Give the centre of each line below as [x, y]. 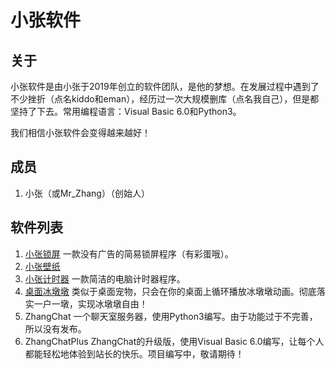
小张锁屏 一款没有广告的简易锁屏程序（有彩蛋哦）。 [129, 253]
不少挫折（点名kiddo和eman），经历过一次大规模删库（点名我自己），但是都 [165, 99]
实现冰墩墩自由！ [112, 303]
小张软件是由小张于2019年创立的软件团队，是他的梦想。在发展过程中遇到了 [165, 86]
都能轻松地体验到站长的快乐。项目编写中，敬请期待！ [134, 353]
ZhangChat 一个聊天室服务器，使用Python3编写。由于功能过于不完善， [171, 316]
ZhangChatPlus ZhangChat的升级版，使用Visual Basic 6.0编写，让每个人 [174, 341]
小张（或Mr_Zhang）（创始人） [87, 193]
